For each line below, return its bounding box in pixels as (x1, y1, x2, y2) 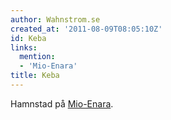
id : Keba (10, 33, 47, 43)
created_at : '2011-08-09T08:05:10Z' (10, 24, 163, 34)
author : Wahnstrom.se (10, 14, 101, 25)
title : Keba (10, 71, 60, 81)
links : (10, 42, 38, 53)
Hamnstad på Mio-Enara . (10, 97, 114, 110)
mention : (19, 52, 56, 62)
